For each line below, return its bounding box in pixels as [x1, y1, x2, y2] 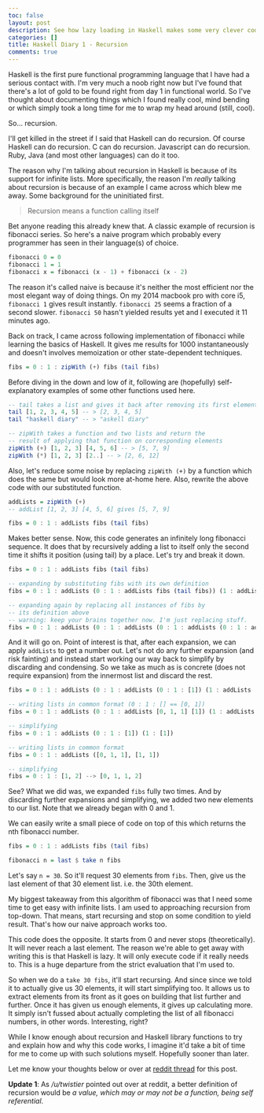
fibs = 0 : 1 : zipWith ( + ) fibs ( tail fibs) [8, 363, 160, 371]
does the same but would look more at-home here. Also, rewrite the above [8, 474, 249, 484]
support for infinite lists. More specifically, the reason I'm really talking [8, 174, 236, 184]
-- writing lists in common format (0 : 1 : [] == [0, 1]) [8, 700, 206, 709]
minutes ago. [8, 316, 51, 325]
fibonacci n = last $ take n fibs [8, 856, 122, 865]
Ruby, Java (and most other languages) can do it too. [8, 150, 180, 160]
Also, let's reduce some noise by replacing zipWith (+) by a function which [8, 466, 252, 475]
